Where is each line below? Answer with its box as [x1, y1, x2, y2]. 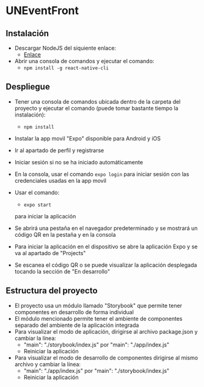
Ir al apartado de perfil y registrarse [14, 147, 104, 154]
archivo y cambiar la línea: [14, 360, 81, 368]
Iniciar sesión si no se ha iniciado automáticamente [14, 158, 144, 166]
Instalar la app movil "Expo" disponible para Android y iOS [14, 134, 161, 142]
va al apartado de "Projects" [14, 249, 86, 256]
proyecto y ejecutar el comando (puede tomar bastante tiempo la [14, 104, 178, 112]
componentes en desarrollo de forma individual [14, 308, 134, 316]
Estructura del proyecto [5, 286, 98, 296]
